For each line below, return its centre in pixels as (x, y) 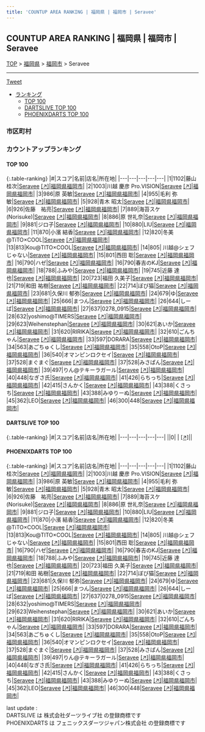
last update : (22, 707)
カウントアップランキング (44, 149)
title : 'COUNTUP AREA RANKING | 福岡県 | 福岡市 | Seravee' (81, 12)
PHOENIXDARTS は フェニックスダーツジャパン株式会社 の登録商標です (96, 723)
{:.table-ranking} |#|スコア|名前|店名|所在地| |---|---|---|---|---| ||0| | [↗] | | (99, 437)
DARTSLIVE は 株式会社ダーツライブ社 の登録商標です (74, 715)
